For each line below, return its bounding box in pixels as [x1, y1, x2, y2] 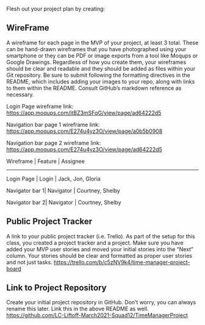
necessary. [6, 91, 35, 98]
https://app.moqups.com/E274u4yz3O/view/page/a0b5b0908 [6, 127, 163, 135]
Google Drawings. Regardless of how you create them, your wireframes [6, 58, 187, 66]
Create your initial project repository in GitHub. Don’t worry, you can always [6, 299, 196, 306]
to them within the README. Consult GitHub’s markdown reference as [6, 84, 182, 91]
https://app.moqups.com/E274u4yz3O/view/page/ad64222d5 [6, 146, 163, 153]
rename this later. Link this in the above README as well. [6, 305, 149, 313]
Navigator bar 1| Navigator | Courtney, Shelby [6, 187, 120, 194]
